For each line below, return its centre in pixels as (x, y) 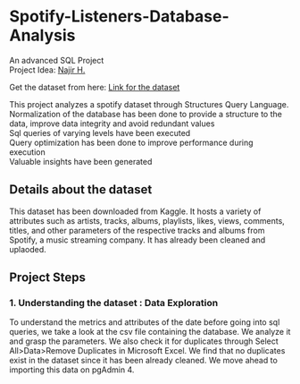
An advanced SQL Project (57, 60)
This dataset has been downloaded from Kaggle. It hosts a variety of (135, 211)
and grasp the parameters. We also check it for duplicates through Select (144, 341)
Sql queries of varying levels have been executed (100, 132)
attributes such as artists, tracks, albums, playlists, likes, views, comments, (147, 220)
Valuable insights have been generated (81, 161)
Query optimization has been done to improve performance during (131, 142)
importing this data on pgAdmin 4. (72, 370)
